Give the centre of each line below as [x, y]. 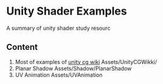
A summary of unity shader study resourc [58, 28]
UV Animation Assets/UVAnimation [59, 75]
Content [22, 47]
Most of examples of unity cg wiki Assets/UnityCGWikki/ [86, 61]
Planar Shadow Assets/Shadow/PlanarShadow [73, 68]
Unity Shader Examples [67, 11]
